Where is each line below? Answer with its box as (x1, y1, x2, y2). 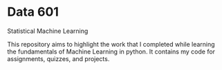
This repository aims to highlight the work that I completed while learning (7, 40, 216, 48)
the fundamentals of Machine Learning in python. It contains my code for (7, 47, 216, 56)
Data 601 (7, 4, 59, 20)
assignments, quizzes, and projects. (7, 54, 110, 62)
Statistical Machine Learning (7, 27, 89, 35)
